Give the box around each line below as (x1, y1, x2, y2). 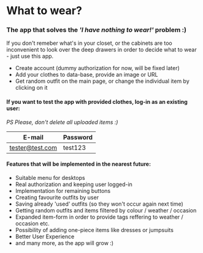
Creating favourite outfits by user (15, 193, 99, 201)
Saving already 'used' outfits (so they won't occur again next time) (15, 200, 184, 208)
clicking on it (15, 84, 48, 91)
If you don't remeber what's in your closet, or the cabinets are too (6, 39, 173, 47)
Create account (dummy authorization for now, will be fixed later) (15, 64, 180, 72)
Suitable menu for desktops (15, 174, 85, 181)
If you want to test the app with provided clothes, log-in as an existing (6, 98, 188, 106)
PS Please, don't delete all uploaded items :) (6, 118, 118, 126)
